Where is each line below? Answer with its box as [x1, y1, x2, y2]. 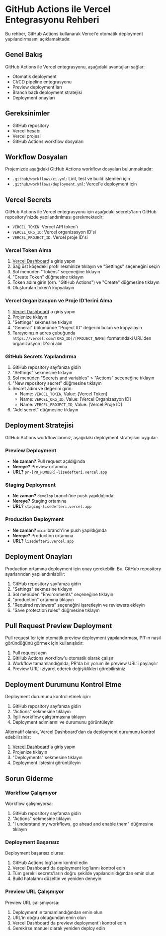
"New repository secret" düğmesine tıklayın [12, 380, 102, 386]
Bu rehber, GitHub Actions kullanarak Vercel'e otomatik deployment [5, 30, 143, 36]
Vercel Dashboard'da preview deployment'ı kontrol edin [12, 920, 127, 926]
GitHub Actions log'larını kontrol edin [12, 860, 88, 866]
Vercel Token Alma [5, 247, 52, 254]
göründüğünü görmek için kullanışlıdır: [5, 640, 84, 646]
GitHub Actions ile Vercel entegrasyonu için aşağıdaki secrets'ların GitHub [5, 209, 157, 215]
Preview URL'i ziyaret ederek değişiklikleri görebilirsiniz [12, 666, 126, 672]
